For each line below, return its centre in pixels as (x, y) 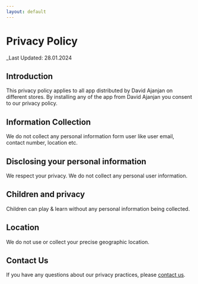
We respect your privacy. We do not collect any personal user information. (97, 176)
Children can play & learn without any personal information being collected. (98, 208)
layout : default (26, 12)
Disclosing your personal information (76, 161)
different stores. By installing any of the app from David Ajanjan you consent (99, 97)
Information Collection (49, 122)
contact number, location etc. (42, 143)
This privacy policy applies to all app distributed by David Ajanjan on (90, 90)
